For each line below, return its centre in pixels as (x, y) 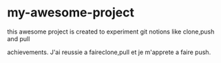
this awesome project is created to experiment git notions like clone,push (111, 32)
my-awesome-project (71, 13)
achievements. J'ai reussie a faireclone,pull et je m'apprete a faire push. (109, 52)
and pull (19, 38)
